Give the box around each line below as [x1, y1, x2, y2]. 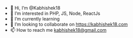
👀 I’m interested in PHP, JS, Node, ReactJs [10, 10, 101, 16]
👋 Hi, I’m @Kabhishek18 [10, 5, 61, 11]
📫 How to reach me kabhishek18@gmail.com [10, 27, 107, 33]
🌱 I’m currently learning [10, 16, 60, 22]
